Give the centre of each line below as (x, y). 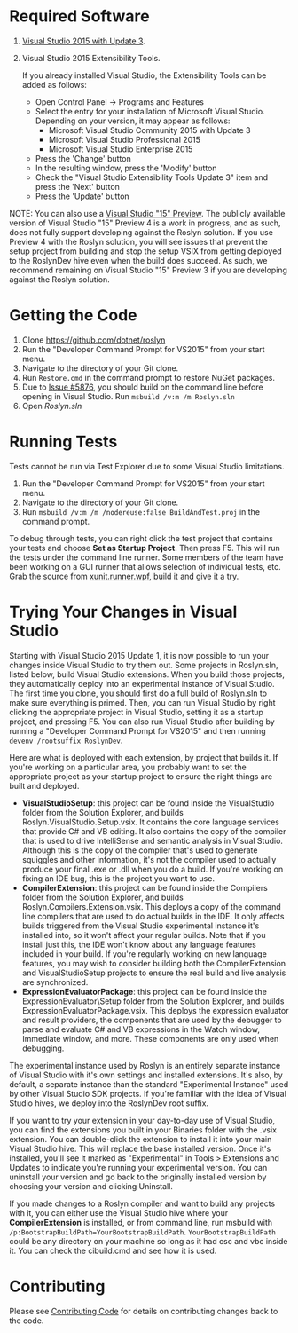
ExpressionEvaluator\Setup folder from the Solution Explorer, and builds (153, 1001)
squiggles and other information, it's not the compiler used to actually (149, 859)
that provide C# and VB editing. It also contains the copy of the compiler (154, 831)
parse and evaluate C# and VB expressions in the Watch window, (141, 1029)
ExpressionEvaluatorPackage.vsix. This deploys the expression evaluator (156, 1010)
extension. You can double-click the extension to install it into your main (141, 1139)
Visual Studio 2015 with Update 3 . (84, 41)
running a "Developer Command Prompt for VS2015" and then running (137, 730)
